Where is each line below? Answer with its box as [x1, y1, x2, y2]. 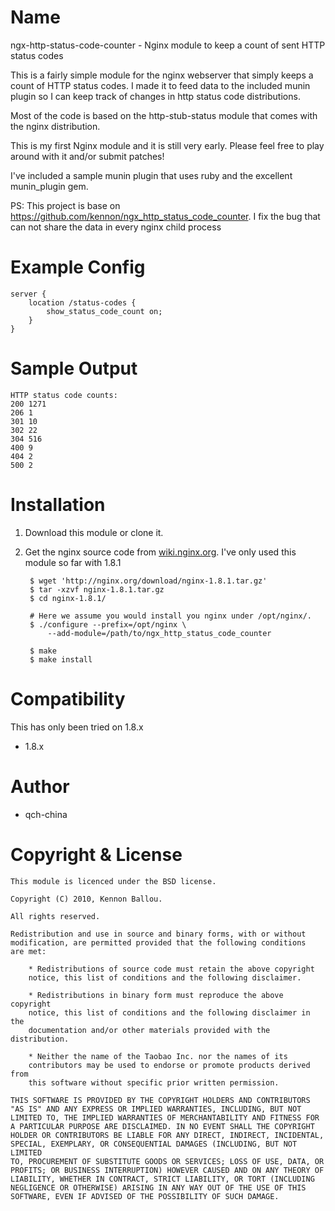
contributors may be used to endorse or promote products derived [28, 1060, 311, 1070]
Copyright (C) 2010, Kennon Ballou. [10, 894, 163, 904]
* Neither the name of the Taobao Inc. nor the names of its [28, 1051, 288, 1061]
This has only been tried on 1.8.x [10, 721, 144, 733]
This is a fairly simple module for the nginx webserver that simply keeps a [10, 69, 314, 81]
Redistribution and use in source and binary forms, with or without [10, 929, 307, 939]
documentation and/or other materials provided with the [28, 1025, 271, 1035]
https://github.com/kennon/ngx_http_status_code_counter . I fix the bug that [10, 210, 321, 222]
